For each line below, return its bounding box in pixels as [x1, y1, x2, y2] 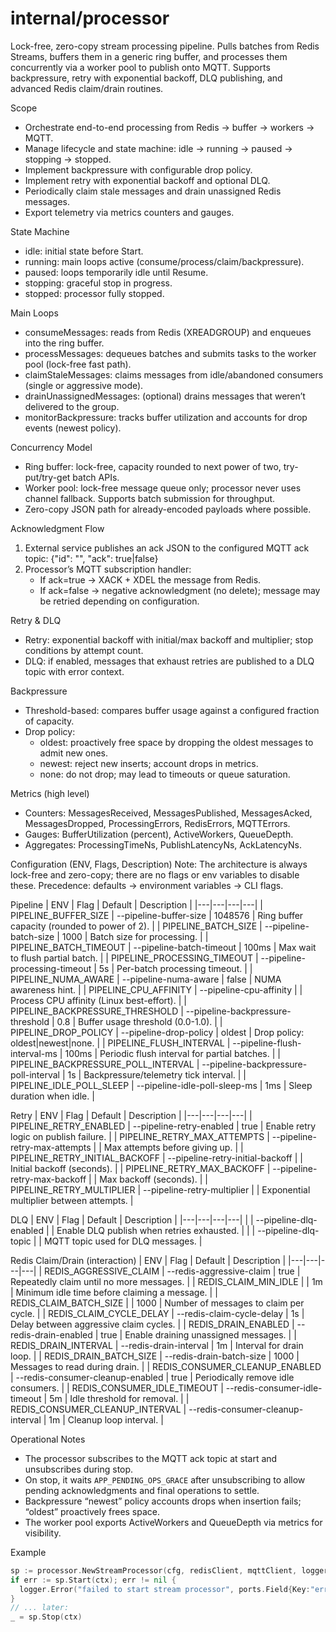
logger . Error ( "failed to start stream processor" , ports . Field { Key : [19, 1584, 311, 1594]
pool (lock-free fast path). [24, 358, 132, 370]
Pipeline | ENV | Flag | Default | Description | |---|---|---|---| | [10, 898, 264, 911]
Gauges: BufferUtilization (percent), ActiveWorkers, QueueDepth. [24, 828, 294, 840]
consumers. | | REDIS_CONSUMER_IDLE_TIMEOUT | [10, 1382, 224, 1394]
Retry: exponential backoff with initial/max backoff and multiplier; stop [24, 633, 314, 646]
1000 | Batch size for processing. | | [61, 930, 209, 942]
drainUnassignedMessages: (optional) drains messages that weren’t [24, 390, 306, 402]
